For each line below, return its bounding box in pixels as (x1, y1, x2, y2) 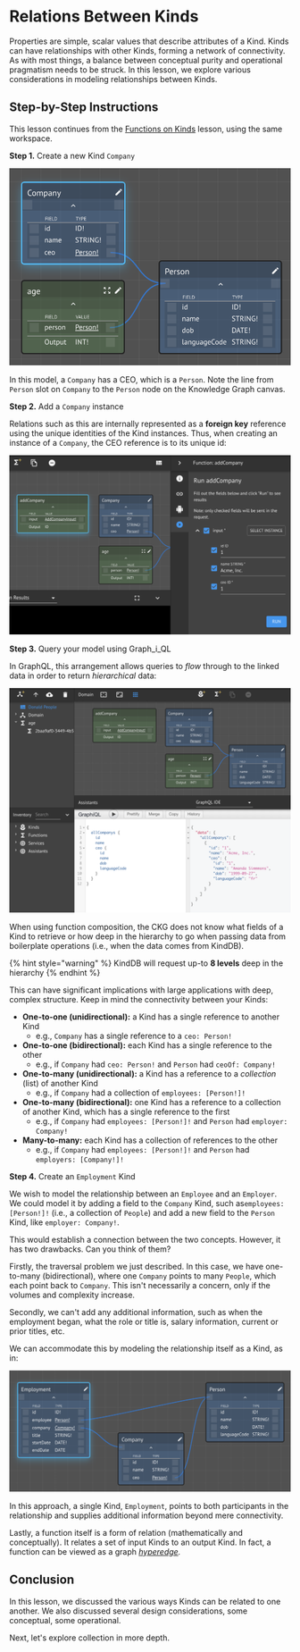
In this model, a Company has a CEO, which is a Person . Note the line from (9, 373, 274, 385)
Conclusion (9, 1572, 75, 1588)
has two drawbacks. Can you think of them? (9, 1244, 171, 1254)
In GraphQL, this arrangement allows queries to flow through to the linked (9, 661, 279, 672)
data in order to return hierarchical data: (9, 670, 157, 681)
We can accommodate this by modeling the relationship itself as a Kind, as (9, 1343, 283, 1354)
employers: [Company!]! (35, 1155, 125, 1164)
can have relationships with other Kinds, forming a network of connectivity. (9, 45, 286, 55)
